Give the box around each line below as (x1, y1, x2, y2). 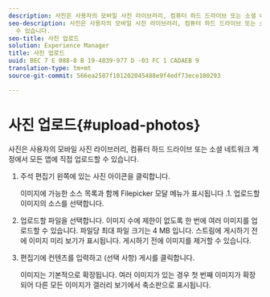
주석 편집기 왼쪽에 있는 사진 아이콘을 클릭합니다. (19, 171, 170, 181)
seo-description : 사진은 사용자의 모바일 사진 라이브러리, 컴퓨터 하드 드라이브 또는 (8, 19, 256, 27)
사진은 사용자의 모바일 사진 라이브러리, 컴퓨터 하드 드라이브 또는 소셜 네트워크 (8, 144, 251, 154)
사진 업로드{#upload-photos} (8, 116, 201, 134)
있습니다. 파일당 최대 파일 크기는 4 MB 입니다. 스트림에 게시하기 (50, 225, 250, 235)
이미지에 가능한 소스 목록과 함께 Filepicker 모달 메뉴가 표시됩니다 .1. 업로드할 (19, 188, 260, 198)
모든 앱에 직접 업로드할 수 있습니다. (29, 154, 139, 163)
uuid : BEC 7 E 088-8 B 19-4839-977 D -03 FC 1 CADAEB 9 (8, 57, 199, 65)
